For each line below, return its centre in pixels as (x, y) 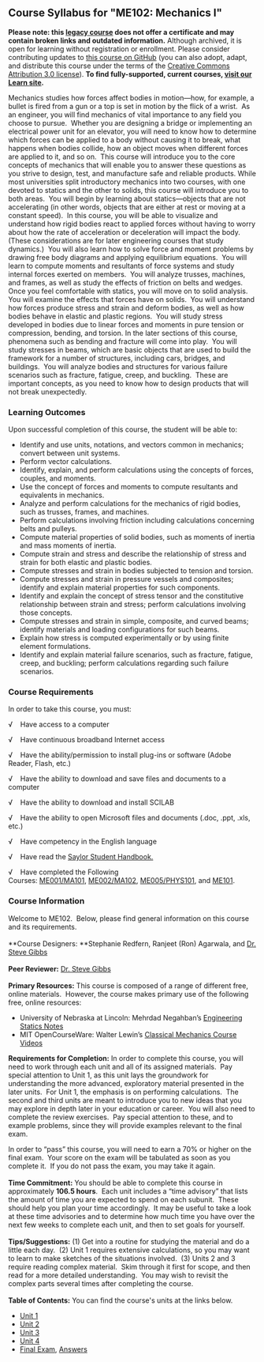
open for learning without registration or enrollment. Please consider (119, 49)
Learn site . (26, 82)
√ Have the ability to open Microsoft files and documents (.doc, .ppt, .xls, (129, 818)
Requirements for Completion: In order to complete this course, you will (126, 1058)
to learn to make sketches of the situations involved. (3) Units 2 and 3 (122, 1258)
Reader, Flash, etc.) (39, 764)
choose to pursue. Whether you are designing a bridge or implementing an (130, 123)
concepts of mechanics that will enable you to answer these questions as (127, 164)
